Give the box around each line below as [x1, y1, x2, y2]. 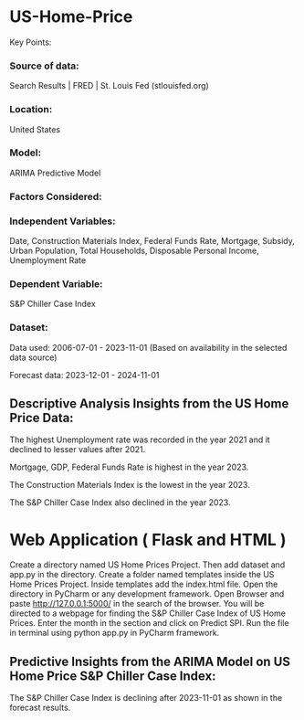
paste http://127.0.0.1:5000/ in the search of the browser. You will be [9, 598, 265, 609]
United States [9, 123, 61, 134]
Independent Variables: [9, 215, 116, 228]
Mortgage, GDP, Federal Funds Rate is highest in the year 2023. [9, 461, 249, 472]
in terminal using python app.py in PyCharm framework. [9, 628, 220, 639]
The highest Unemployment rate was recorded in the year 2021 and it [9, 434, 271, 445]
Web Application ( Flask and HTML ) [9, 529, 287, 550]
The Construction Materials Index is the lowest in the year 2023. [9, 480, 251, 491]
